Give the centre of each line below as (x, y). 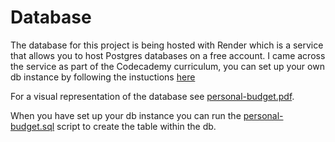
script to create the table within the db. (136, 126)
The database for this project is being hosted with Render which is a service (167, 45)
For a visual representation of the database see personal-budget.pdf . (152, 96)
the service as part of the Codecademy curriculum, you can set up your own (167, 66)
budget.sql (32, 126)
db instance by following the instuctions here (103, 77)
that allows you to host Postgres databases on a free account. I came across (168, 55)
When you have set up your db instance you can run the (126, 115)
